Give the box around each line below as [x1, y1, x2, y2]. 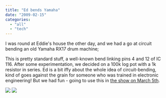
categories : [5, 17, 31, 22]
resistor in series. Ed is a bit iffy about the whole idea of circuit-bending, [5, 67, 157, 73]
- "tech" [10, 27, 29, 32]
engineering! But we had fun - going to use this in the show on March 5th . [5, 78, 160, 84]
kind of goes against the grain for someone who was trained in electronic [5, 72, 159, 78]
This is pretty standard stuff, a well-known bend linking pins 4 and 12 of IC [5, 56, 161, 62]
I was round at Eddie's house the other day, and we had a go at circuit [5, 40, 152, 46]
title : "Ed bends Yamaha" [5, 7, 60, 13]
